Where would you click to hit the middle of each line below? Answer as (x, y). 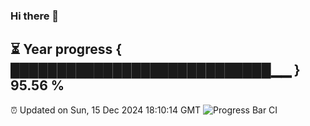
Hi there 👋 (35, 16)
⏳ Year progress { (66, 49)
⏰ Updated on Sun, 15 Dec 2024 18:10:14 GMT (106, 110)
